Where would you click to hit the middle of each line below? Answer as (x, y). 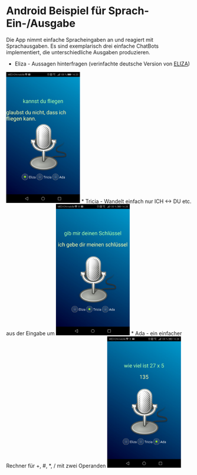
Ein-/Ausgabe (41, 23)
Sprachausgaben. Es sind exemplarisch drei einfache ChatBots (83, 46)
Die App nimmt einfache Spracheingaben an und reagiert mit (80, 40)
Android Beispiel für (56, 11)
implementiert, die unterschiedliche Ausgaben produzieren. (78, 52)
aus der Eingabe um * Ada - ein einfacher (94, 333)
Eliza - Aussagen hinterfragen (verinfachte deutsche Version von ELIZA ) (102, 64)
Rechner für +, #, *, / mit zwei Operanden (56, 466)
